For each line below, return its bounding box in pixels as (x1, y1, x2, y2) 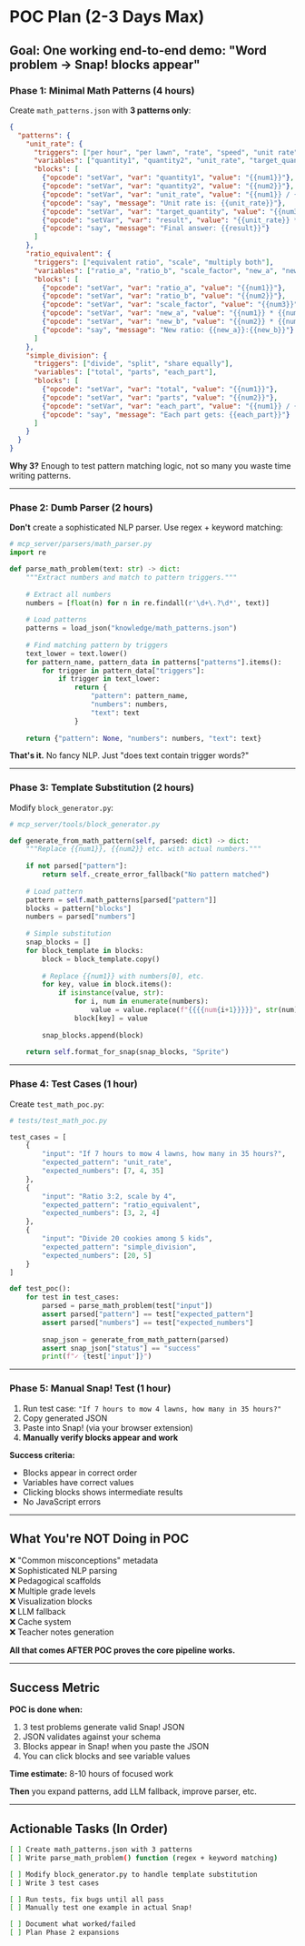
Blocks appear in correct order (22, 1467, 138, 1478)
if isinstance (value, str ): (57, 988, 165, 998)
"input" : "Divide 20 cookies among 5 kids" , (42, 1234, 213, 1243)
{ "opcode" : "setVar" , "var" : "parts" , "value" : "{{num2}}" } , (42, 393, 279, 402)
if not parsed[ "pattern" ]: (25, 862, 128, 871)
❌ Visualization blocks (9, 1596, 93, 1607)
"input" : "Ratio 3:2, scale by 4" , (42, 1191, 177, 1201)
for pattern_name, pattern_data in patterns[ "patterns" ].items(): (25, 657, 282, 666)
